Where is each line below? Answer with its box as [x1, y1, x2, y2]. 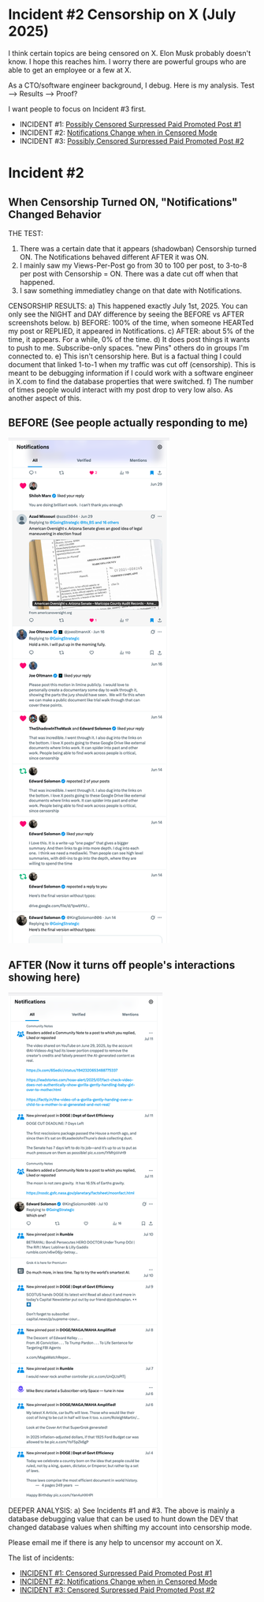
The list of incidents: [8, 1553, 75, 1563]
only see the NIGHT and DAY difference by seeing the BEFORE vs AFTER [8, 310, 244, 319]
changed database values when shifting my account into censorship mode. [8, 1522, 252, 1532]
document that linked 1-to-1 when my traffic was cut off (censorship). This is [8, 359, 256, 369]
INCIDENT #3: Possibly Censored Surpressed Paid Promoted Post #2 [19, 136, 244, 145]
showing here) [8, 971, 81, 985]
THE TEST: [8, 228, 43, 238]
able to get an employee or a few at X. [8, 65, 132, 74]
